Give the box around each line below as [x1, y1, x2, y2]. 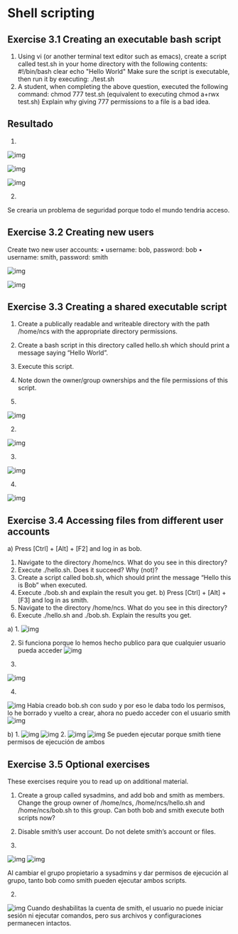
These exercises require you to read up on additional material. [7, 777, 189, 786]
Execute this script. [17, 363, 75, 371]
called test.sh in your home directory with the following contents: [17, 60, 208, 68]
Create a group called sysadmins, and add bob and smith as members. [17, 791, 225, 800]
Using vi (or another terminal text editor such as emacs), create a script [17, 52, 227, 60]
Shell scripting [7, 5, 95, 21]
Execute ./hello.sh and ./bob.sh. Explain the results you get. [17, 611, 192, 620]
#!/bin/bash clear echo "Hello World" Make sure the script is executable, [17, 68, 230, 75]
